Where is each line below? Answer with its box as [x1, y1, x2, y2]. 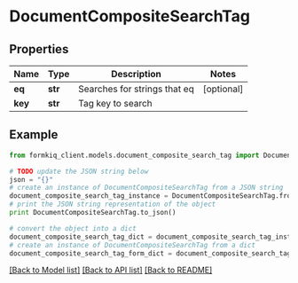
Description [110, 68, 162, 80]
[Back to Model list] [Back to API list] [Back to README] [9, 264, 213, 276]
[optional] [202, 83, 244, 95]
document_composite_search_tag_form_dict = [9, 248, 173, 258]
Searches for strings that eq [78, 83, 195, 95]
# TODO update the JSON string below [9, 167, 149, 176]
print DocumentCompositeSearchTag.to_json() [9, 208, 176, 217]
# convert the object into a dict [9, 224, 137, 232]
